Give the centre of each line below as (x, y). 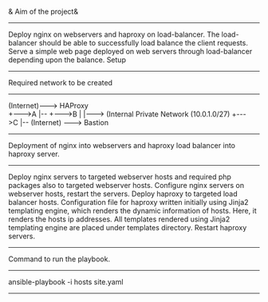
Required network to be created (61, 82)
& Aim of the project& (43, 12)
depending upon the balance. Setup (67, 60)
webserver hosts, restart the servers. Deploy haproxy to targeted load (123, 194)
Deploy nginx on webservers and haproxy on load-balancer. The (114, 34)
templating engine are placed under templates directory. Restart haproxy (128, 227)
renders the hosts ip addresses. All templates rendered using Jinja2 (119, 219)
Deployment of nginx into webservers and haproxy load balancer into (122, 145)
